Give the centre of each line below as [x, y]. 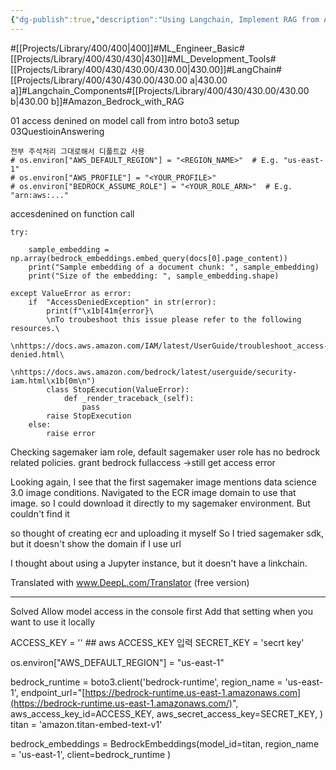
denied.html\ [37, 354]
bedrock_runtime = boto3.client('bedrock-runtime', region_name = [146, 682]
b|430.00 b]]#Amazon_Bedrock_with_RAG [97, 101]
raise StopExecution [89, 416]
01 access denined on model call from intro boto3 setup [125, 120]
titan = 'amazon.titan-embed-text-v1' [86, 724]
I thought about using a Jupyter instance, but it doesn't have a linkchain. [159, 563]
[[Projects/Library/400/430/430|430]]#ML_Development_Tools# [143, 58]
